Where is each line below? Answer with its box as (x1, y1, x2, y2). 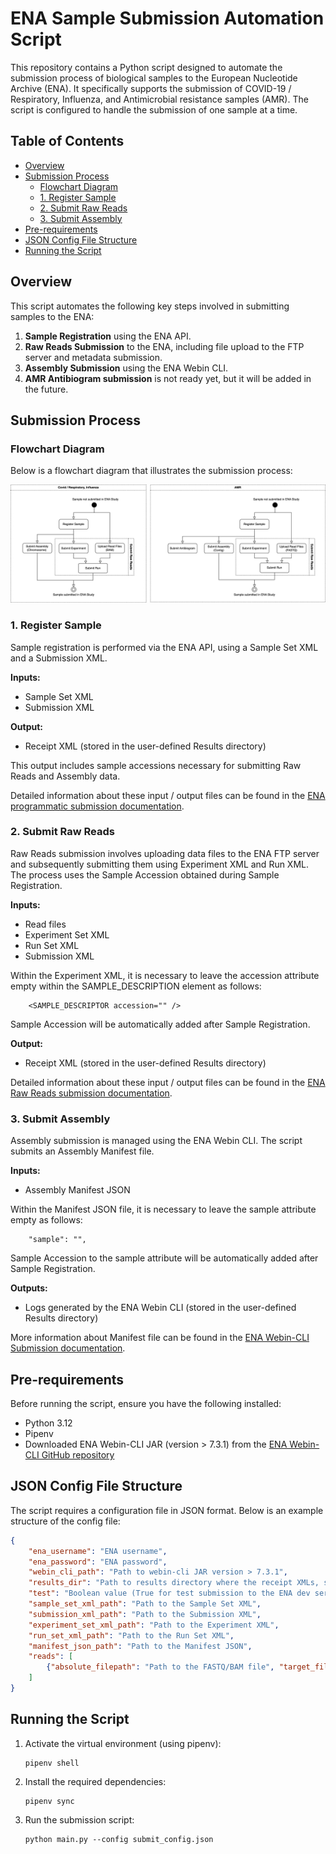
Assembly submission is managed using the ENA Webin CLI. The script (10, 1135, 303, 1147)
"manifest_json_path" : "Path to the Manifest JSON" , (28, 1641, 253, 1651)
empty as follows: (10, 1214, 83, 1226)
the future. (24, 383, 69, 395)
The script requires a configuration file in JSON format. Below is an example (10, 1504, 324, 1516)
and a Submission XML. (10, 652, 108, 664)
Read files (24, 918, 67, 930)
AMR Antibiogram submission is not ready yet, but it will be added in (24, 372, 312, 384)
